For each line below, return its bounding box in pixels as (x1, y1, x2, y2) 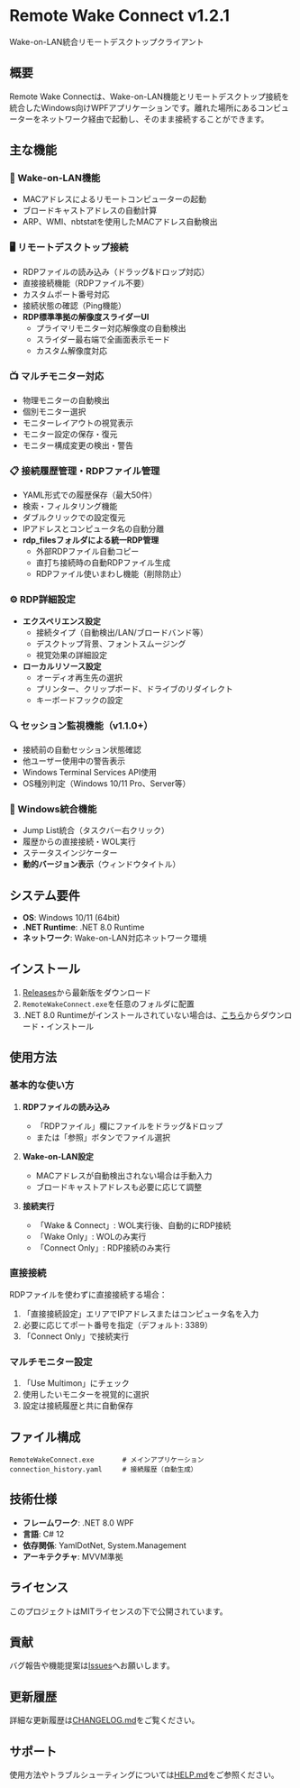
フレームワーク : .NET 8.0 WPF (22, 1517, 135, 1528)
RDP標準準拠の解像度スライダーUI (22, 311, 150, 322)
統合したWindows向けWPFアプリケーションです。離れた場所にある (9, 102, 259, 113)
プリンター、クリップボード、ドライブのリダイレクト (35, 683, 233, 694)
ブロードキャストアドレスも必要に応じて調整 (35, 1181, 203, 1192)
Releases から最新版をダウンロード (22, 986, 151, 997)
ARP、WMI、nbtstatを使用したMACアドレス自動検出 (22, 216, 218, 227)
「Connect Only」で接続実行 (22, 1331, 129, 1342)
